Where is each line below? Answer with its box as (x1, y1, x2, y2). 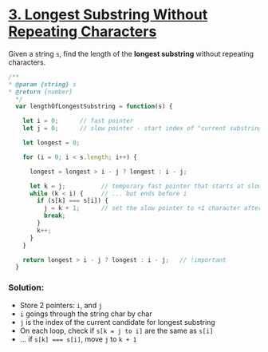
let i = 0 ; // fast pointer (22, 117, 134, 125)
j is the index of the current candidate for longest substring (19, 317, 215, 326)
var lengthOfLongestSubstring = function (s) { (15, 102, 173, 111)
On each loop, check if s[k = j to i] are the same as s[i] (19, 326, 214, 335)
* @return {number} (8, 88, 73, 96)
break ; (43, 212, 66, 220)
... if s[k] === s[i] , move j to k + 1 (19, 334, 137, 344)
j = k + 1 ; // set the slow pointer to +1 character (43, 204, 241, 212)
